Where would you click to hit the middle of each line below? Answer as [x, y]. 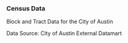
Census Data [26, 8]
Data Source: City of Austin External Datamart [64, 33]
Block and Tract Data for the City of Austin [60, 22]
